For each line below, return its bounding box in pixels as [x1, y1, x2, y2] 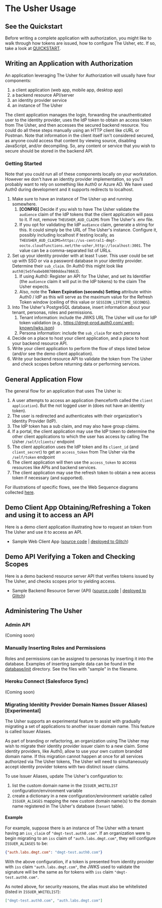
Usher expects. [19, 284, 50, 289]
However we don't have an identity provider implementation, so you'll [5, 176, 144, 182]
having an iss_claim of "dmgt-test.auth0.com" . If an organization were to [5, 830, 151, 836]
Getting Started [5, 160, 42, 167]
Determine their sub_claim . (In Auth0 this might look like [12, 263, 123, 269]
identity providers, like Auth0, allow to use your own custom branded [5, 748, 142, 754]
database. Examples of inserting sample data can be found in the [5, 661, 134, 667]
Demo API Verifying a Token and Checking [5, 553, 135, 561]
